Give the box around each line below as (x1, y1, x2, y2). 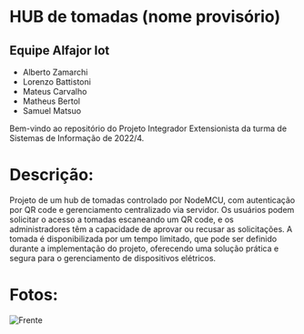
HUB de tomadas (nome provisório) (9, 6, 280, 27)
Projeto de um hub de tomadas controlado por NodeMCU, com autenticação (9, 194, 296, 206)
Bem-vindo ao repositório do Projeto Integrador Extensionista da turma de (9, 123, 288, 134)
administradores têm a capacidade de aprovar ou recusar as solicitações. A (9, 223, 293, 234)
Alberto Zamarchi (22, 66, 88, 77)
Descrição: (9, 165, 94, 186)
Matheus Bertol (22, 96, 80, 106)
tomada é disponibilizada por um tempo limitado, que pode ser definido (9, 233, 278, 244)
